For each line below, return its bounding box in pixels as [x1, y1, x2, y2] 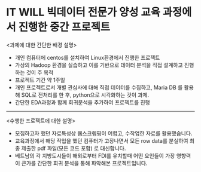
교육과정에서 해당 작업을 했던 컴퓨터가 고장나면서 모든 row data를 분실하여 [14, 137, 188, 144]
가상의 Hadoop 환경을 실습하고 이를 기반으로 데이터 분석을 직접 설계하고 [14, 61, 184, 69]
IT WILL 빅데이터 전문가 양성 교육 [6, 5, 160, 19]
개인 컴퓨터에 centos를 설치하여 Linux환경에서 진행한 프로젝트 [14, 54, 160, 61]
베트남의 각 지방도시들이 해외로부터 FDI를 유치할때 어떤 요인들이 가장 [14, 152, 175, 159]
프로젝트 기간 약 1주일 [14, 76, 66, 84]
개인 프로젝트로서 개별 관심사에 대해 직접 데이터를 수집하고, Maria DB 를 [14, 84, 183, 91]
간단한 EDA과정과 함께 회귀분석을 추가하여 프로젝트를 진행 [14, 99, 151, 106]
